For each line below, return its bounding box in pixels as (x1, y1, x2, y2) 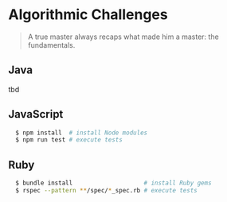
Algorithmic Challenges (8, 6, 169, 24)
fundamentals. (27, 40, 76, 49)
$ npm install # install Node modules (15, 129, 148, 137)
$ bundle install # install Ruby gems (15, 179, 213, 188)
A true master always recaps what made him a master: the (27, 32, 219, 41)
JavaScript (8, 107, 64, 121)
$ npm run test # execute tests (15, 136, 123, 144)
